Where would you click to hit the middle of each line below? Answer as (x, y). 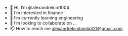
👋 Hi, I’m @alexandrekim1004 (40, 8)
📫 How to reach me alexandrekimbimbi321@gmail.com (66, 28)
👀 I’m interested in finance (36, 13)
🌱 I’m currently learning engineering (46, 18)
